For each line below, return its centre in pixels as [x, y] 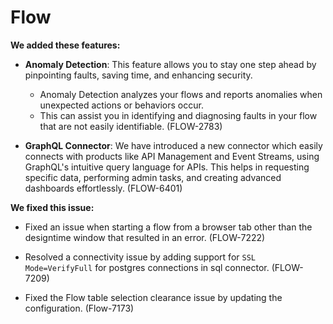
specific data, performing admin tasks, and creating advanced [153, 177]
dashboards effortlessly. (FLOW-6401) [103, 188]
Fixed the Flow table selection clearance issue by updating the [153, 297]
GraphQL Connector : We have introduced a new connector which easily [173, 145]
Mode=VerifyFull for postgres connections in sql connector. [147, 267]
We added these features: [65, 45]
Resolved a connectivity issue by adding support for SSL [140, 257]
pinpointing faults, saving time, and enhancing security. [138, 75]
